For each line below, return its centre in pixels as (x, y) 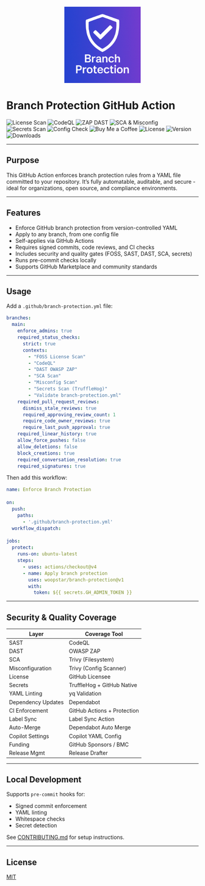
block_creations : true (46, 453)
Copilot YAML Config (95, 736)
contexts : (35, 350)
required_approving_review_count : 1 (69, 415)
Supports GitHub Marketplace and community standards (86, 267)
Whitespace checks (40, 819)
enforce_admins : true (45, 331)
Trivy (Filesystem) (92, 660)
